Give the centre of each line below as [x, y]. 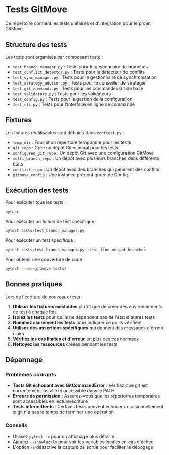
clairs [18, 333]
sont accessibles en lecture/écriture [50, 401]
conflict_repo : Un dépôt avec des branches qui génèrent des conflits [86, 169]
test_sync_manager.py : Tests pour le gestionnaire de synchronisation [85, 77]
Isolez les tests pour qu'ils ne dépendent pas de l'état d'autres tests [84, 317]
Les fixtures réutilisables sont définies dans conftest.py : [65, 132]
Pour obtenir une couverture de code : [45, 259]
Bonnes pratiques [34, 284]
